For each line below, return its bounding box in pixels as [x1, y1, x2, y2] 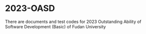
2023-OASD [5, 3, 55, 14]
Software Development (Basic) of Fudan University [5, 23, 106, 29]
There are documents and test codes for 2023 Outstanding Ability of [5, 19, 142, 24]
